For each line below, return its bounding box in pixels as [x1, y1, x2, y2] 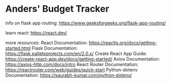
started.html [5, 45, 31, 51]
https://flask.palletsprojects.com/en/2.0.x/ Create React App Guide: [5, 50, 147, 57]
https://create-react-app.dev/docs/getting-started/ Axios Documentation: [5, 56, 160, 62]
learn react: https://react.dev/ [5, 30, 67, 36]
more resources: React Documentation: [5, 39, 88, 46]
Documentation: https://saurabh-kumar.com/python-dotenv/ [5, 72, 132, 78]
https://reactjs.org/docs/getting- [88, 39, 157, 46]
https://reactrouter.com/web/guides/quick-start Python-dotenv [5, 67, 138, 73]
